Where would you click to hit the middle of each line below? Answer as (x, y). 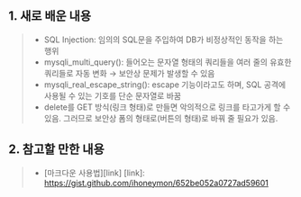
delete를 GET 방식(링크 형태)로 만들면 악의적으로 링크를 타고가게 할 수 (167, 107)
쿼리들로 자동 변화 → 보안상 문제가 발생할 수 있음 (129, 73)
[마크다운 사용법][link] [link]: (94, 173)
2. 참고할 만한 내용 (56, 150)
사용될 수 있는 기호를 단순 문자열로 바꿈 (113, 95)
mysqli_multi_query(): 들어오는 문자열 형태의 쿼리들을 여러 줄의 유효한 (168, 62)
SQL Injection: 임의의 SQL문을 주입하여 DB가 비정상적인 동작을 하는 (164, 40)
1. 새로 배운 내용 (50, 16)
